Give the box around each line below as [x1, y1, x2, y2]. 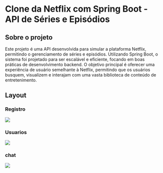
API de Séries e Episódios [5, 14, 110, 25]
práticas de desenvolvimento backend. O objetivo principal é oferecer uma [5, 62, 155, 67]
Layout [5, 91, 27, 99]
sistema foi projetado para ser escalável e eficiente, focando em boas [5, 57, 145, 62]
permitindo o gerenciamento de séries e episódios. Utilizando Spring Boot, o [5, 51, 158, 57]
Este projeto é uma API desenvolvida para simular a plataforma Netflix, [5, 46, 146, 52]
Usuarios [5, 129, 27, 135]
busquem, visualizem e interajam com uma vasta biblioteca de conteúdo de [5, 72, 157, 77]
